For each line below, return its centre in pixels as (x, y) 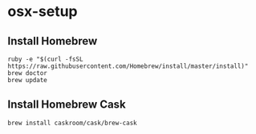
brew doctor (27, 73)
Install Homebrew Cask (67, 105)
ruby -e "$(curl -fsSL (45, 59)
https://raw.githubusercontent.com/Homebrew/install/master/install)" (128, 66)
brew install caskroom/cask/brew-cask (72, 123)
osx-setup (43, 12)
